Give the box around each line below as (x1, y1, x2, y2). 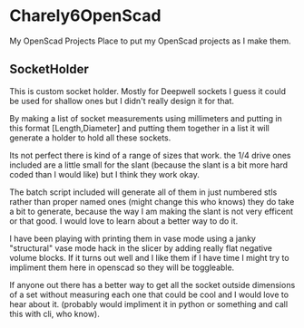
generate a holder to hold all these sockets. (9, 132, 172, 143)
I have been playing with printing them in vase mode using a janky (9, 233, 257, 244)
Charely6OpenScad (9, 5, 162, 26)
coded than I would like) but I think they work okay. (9, 169, 200, 179)
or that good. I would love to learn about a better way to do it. (9, 215, 239, 227)
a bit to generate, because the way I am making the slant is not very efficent (9, 206, 293, 217)
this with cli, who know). (9, 308, 100, 319)
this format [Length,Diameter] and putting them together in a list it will (9, 122, 270, 133)
